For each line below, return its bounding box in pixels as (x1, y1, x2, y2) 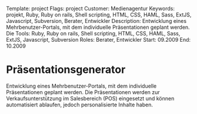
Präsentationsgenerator (6, 63, 126, 76)
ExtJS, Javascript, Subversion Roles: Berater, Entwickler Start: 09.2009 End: (6, 36, 191, 43)
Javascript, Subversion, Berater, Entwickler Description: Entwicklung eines (6, 18, 187, 24)
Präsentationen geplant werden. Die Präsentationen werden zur (6, 88, 160, 96)
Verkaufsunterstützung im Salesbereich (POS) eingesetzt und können (6, 95, 175, 102)
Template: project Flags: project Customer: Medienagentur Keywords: (6, 5, 175, 12)
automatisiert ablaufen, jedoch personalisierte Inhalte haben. (6, 101, 153, 108)
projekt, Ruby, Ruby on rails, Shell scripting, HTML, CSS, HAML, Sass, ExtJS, (6, 11, 192, 18)
